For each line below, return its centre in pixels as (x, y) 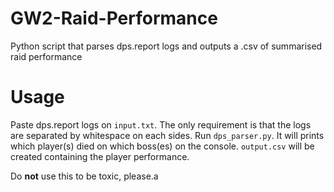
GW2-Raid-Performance (114, 18)
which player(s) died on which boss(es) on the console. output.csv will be (162, 146)
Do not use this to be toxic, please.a (84, 176)
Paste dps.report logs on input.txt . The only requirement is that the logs (161, 124)
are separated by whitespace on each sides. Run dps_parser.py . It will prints (167, 135)
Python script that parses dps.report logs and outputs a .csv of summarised (166, 46)
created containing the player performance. (100, 156)
